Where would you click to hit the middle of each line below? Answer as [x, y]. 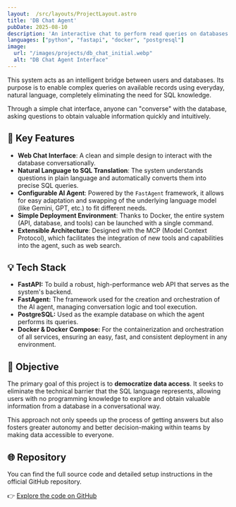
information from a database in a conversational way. [84, 406]
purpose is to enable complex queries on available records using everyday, [116, 87]
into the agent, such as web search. [69, 245]
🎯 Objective [33, 367]
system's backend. [45, 292]
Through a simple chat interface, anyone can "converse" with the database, [117, 108]
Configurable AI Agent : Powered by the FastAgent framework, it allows [120, 193]
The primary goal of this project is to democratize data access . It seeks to [116, 384]
